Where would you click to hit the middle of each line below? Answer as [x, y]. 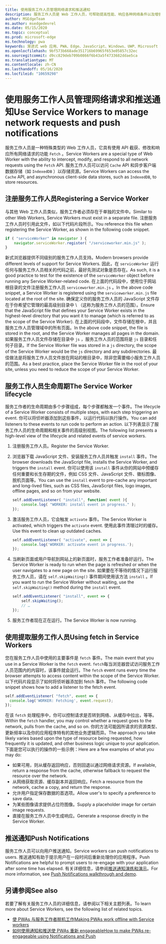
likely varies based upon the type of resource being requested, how [74, 738]
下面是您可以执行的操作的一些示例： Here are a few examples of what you [80, 749]
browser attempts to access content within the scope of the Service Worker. [83, 675]
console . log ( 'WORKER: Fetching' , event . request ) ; [61, 701]
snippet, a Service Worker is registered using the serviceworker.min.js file [81, 293]
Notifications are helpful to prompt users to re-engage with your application [82, 863]
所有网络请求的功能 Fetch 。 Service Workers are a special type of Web [81, 154]
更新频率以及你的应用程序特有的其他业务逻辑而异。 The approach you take [81, 733]
